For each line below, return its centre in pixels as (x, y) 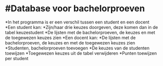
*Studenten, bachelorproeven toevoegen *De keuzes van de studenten (77, 48)
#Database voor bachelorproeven (75, 9)
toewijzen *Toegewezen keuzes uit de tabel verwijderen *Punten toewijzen (81, 53)
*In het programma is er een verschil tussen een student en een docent (77, 22)
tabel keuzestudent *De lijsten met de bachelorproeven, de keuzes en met (80, 32)
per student (17, 58)
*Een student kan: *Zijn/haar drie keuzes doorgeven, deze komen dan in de (81, 27)
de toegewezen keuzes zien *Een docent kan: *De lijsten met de (70, 38)
